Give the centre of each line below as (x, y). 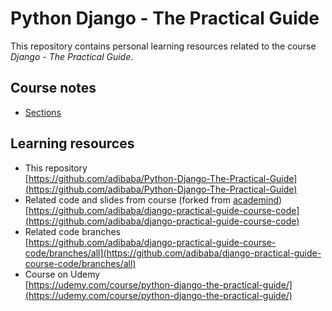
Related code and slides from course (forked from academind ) (153, 199)
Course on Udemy (62, 274)
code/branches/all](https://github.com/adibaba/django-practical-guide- (173, 253)
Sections (43, 112)
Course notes (53, 88)
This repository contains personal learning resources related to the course (163, 46)
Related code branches (72, 231)
